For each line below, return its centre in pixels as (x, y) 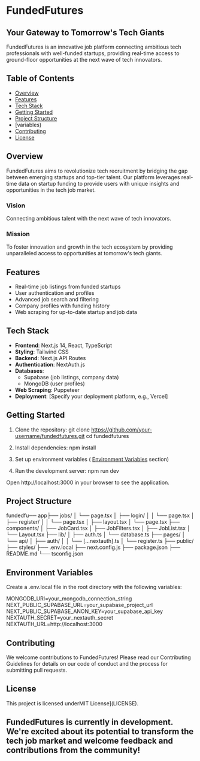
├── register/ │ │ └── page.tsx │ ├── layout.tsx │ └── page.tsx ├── (93, 522)
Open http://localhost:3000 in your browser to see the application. (88, 482)
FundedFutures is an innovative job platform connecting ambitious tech (94, 47)
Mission (18, 234)
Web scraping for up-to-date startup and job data (76, 312)
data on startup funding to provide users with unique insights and (99, 183)
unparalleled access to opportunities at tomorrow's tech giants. (84, 253)
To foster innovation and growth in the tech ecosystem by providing (90, 247)
